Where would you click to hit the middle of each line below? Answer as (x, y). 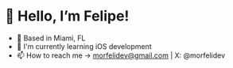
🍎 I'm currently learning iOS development (84, 46)
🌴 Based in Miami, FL (51, 38)
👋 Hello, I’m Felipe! (67, 16)
